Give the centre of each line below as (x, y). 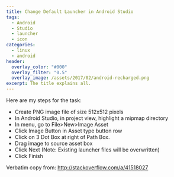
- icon (20, 39)
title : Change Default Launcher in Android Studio (70, 12)
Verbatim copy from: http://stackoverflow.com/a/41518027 (77, 167)
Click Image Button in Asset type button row (68, 131)
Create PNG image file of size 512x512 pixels (69, 112)
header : (16, 61)
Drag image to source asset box (54, 143)
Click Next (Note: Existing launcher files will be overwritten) (87, 150)
